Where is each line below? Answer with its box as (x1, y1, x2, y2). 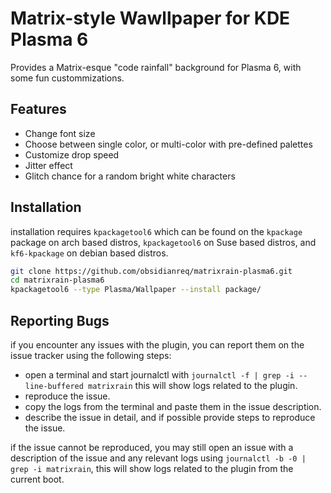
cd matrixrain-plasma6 (10, 275, 105, 286)
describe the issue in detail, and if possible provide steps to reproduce (24, 412, 316, 423)
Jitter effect (24, 159, 73, 171)
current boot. (10, 473, 65, 485)
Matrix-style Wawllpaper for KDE (10, 7, 291, 30)
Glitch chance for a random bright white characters (24, 170, 236, 182)
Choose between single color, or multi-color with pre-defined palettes (24, 138, 313, 150)
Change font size (24, 127, 96, 139)
